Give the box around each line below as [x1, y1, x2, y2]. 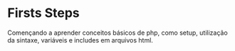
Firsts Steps [7, 5, 80, 21]
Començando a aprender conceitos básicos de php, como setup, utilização [7, 28, 228, 37]
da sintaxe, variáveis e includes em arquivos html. [7, 35, 153, 44]
